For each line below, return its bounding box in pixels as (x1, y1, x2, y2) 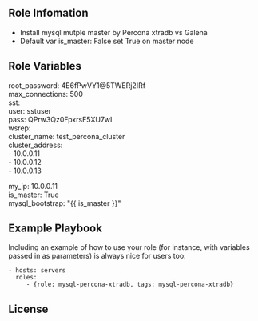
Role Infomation (8, 6, 89, 20)
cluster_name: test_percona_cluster (8, 131, 125, 141)
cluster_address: (8, 140, 63, 150)
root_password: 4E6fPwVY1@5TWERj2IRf (8, 80, 146, 90)
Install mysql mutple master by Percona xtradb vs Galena (19, 27, 208, 37)
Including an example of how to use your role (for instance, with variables (8, 243, 250, 252)
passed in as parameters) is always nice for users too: (8, 251, 186, 261)
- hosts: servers (8, 267, 66, 275)
